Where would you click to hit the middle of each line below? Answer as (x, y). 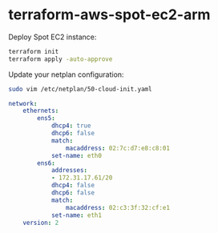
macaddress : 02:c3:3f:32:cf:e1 (118, 207)
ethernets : (41, 111)
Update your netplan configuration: (66, 74)
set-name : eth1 (77, 215)
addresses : (69, 171)
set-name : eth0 (77, 155)
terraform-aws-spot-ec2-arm (109, 15)
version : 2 (41, 223)
